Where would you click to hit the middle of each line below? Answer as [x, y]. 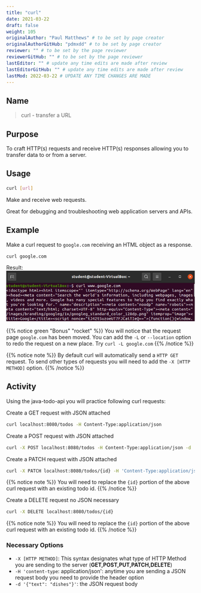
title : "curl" [24, 13]
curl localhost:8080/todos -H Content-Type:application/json [84, 424]
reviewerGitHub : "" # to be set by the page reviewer [75, 57]
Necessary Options [35, 545]
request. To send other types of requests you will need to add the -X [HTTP [98, 362]
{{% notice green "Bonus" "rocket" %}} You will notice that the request [94, 331]
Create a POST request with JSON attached [60, 436]
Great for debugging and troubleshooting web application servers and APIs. [99, 211]
